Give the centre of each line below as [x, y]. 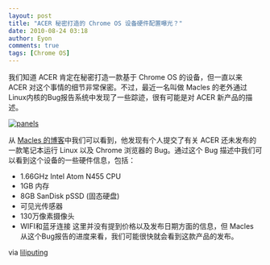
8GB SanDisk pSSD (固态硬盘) [70, 196]
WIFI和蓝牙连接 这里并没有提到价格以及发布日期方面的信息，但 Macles [137, 226]
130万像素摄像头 [47, 216]
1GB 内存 [35, 186]
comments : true [34, 46]
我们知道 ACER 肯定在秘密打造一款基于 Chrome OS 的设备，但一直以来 [126, 77]
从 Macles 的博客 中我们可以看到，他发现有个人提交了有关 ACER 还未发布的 [133, 140]
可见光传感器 [41, 206]
